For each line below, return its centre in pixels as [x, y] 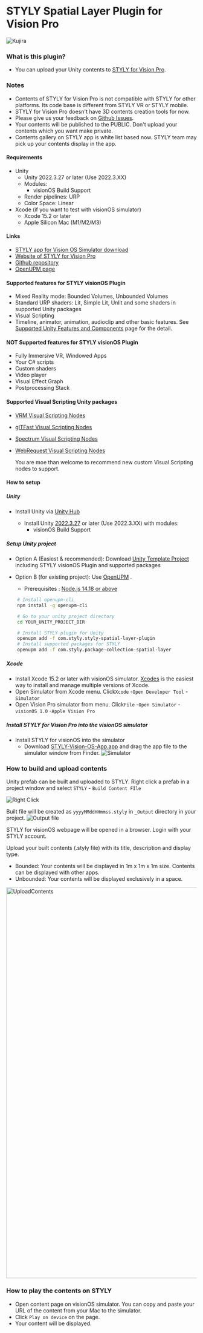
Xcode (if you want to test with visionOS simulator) [78, 209]
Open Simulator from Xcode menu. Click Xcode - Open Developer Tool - [101, 692]
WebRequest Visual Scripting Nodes [60, 450]
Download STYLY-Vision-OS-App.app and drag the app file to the [105, 746]
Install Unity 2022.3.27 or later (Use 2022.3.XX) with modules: [101, 523]
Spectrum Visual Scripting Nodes [56, 439]
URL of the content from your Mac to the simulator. [78, 1310]
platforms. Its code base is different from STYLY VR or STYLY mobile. [101, 105]
